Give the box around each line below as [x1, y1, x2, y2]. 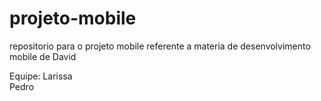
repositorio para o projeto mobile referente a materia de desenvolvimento [9, 40, 311, 52]
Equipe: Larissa [9, 70, 73, 82]
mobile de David [9, 50, 77, 62]
